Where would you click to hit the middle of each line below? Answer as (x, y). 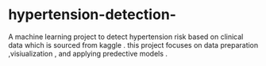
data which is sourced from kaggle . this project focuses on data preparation (133, 45)
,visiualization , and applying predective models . (88, 53)
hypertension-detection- (93, 15)
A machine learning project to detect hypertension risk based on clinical (126, 37)
